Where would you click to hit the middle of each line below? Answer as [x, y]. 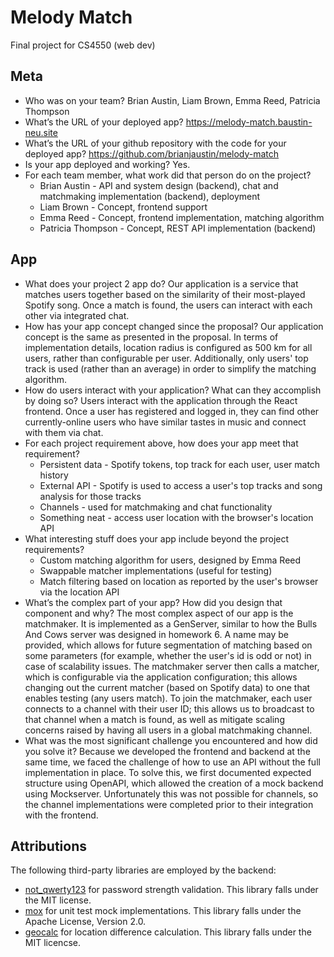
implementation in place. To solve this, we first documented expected [168, 772]
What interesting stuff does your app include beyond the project [157, 538]
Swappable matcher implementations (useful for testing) [156, 570]
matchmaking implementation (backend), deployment [150, 196]
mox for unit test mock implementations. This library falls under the [163, 911]
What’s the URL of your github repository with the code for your [155, 143]
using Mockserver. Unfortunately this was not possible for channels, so [171, 793]
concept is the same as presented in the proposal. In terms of [151, 337]
